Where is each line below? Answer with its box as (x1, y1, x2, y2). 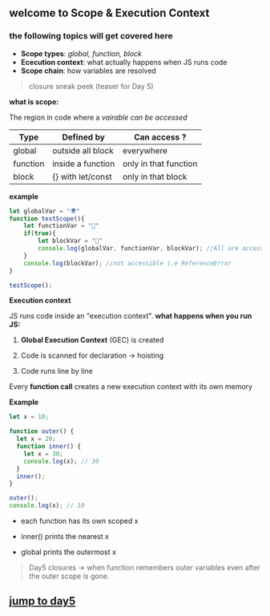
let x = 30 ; (23, 449, 63, 458)
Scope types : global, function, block (20, 48, 143, 59)
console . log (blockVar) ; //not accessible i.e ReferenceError (23, 259, 232, 267)
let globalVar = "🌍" (9, 207, 80, 215)
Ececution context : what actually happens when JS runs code (20, 57, 228, 67)
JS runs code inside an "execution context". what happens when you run (9, 311, 252, 321)
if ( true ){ (23, 229, 57, 237)
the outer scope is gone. (28, 571, 110, 581)
